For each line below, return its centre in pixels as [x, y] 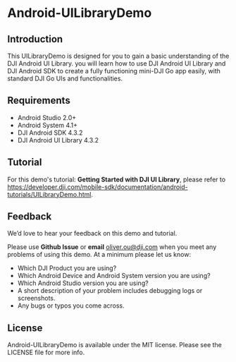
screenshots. [36, 298]
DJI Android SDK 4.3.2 [50, 133]
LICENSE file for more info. [46, 352]
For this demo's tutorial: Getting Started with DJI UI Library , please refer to [117, 179]
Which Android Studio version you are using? [83, 283]
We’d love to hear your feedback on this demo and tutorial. [92, 234]
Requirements [39, 101]
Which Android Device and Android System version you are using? [114, 276]
